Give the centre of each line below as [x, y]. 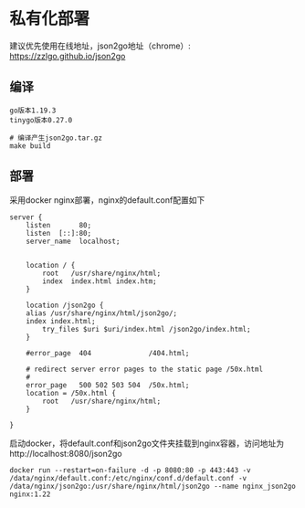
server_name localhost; [73, 241]
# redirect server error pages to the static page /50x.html [144, 369]
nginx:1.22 [30, 494]
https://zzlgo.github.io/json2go [68, 56]
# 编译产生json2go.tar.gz [56, 138]
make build [30, 146]
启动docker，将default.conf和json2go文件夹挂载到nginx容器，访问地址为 [147, 443]
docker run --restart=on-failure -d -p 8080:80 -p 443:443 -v [130, 470]
